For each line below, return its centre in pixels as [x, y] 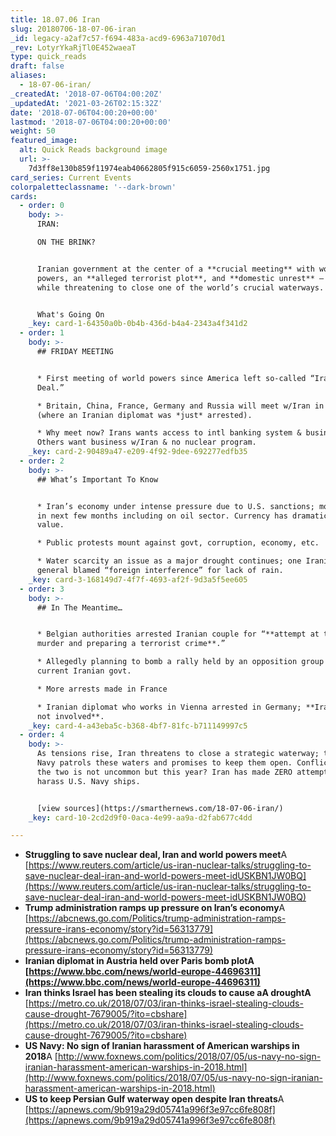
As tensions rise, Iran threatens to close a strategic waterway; [178, 754]
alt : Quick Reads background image [93, 150]
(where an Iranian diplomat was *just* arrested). [144, 415]
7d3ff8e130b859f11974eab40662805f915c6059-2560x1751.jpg [149, 168]
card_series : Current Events [71, 177]
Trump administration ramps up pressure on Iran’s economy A [155, 908]
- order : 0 [42, 206]
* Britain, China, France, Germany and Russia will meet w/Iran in [180, 406]
